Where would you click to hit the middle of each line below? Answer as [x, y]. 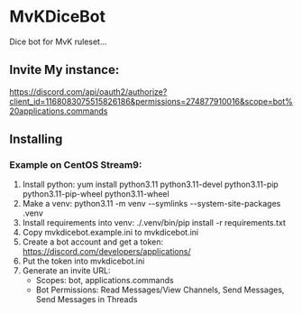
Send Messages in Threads [87, 300]
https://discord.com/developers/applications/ [106, 252]
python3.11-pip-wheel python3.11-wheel [96, 194]
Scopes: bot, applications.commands [105, 281]
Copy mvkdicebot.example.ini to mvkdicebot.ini [110, 233]
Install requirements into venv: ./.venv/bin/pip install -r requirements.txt [154, 223]
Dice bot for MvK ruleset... [58, 42]
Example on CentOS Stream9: [76, 165]
